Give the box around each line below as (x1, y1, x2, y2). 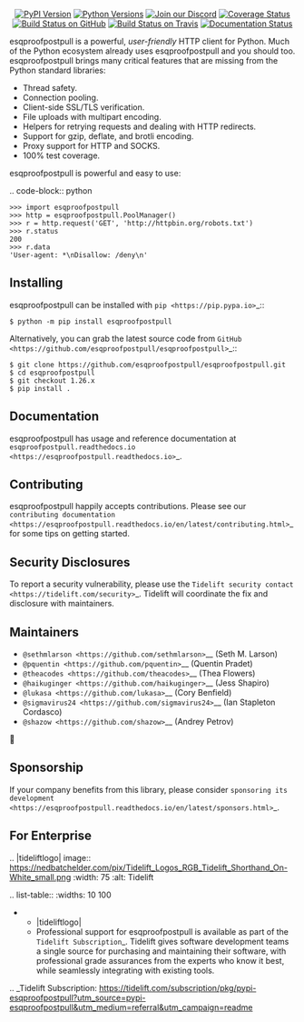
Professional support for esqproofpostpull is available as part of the (35, 926, 289, 937)
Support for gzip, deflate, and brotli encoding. (22, 131, 194, 141)
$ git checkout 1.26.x (9, 376, 95, 386)
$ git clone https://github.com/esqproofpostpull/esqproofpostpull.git (9, 360, 286, 369)
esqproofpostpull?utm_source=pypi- (9, 992, 147, 1003)
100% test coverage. (22, 150, 101, 161)
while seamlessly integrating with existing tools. (35, 965, 215, 976)
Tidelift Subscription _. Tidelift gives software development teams (35, 936, 289, 947)
